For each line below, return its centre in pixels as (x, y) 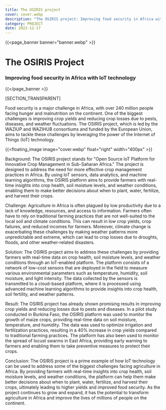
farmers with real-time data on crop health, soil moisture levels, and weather (83, 257)
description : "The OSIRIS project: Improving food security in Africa (79, 19)
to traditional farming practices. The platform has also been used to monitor (82, 335)
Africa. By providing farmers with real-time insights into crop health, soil (78, 371)
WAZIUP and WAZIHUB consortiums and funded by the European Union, (79, 129)
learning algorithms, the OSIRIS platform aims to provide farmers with (76, 180)
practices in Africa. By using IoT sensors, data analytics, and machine (76, 175)
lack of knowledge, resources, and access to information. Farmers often (79, 210)
